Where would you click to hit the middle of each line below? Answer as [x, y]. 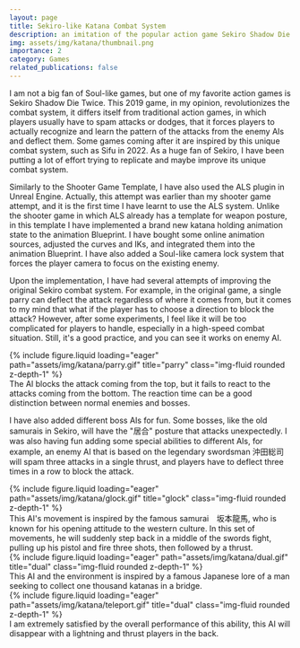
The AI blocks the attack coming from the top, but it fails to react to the [140, 383]
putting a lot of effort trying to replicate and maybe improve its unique [138, 160]
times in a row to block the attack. [72, 471]
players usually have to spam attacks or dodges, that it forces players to [142, 121]
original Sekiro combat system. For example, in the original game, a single [146, 290]
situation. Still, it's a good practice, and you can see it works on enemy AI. [146, 337]
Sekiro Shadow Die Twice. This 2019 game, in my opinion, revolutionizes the [150, 102]
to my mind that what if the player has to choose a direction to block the [142, 309]
